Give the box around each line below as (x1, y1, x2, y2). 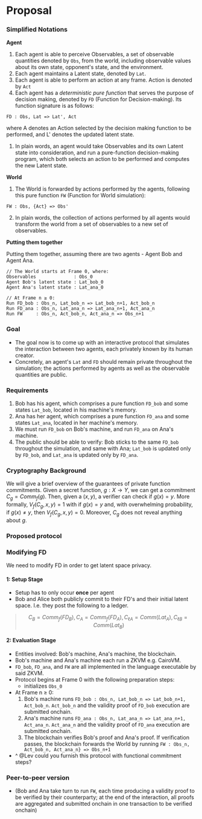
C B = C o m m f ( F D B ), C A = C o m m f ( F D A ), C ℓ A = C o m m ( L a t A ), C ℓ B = (28, 614, 188, 622)
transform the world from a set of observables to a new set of (14, 220, 169, 228)
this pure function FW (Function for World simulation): (14, 192, 146, 199)
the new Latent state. (14, 162, 68, 169)
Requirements (6, 386, 49, 394)
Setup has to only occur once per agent (14, 589, 115, 596)
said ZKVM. (14, 669, 44, 677)
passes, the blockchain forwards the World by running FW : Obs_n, (24, 740, 190, 748)
